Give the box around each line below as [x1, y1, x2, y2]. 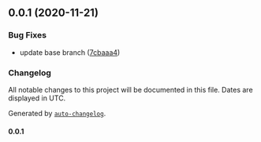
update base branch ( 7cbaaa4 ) [19, 47, 121, 57]
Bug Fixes [8, 30, 47, 41]
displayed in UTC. [8, 93, 66, 103]
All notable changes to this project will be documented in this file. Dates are [8, 85, 254, 94]
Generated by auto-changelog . [8, 108, 106, 118]
